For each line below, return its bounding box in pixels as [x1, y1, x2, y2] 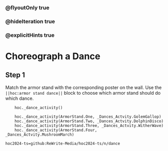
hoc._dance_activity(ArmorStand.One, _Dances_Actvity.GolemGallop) [14, 114, 161, 119]
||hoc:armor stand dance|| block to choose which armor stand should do [5, 90, 161, 96]
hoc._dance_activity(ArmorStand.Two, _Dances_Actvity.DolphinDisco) [14, 118, 164, 124]
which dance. [5, 95, 34, 101]
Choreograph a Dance [5, 50, 101, 62]
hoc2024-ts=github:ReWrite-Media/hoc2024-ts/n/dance [5, 141, 120, 146]
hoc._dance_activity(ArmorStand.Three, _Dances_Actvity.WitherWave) [14, 123, 164, 128]
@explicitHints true [5, 31, 55, 38]
